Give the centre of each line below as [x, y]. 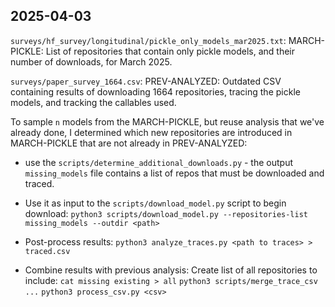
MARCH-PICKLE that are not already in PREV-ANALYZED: [129, 143]
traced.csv [47, 251]
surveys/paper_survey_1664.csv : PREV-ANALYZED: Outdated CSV [146, 81]
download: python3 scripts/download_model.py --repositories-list [166, 213]
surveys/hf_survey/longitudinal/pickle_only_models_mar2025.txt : [148, 40]
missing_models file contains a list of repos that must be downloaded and [174, 173]
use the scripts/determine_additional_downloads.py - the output [159, 162]
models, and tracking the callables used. [93, 102]
